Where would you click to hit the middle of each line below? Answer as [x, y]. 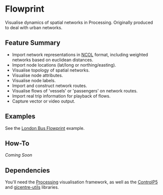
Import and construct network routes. [49, 86]
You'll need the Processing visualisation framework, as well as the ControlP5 [81, 182]
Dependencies [27, 170]
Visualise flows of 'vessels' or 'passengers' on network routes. [75, 90]
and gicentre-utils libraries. [32, 187]
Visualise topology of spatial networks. [51, 70]
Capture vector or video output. [43, 101]
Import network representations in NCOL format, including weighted [80, 54]
